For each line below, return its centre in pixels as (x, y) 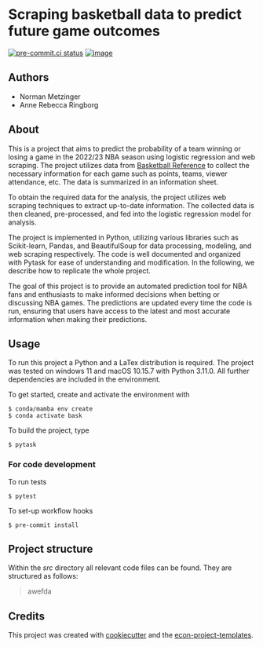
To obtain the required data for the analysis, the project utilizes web (117, 197)
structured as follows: (43, 576)
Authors (29, 77)
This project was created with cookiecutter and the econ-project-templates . (131, 635)
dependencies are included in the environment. (84, 379)
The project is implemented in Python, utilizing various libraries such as (124, 237)
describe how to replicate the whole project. (80, 270)
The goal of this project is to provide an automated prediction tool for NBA (128, 286)
